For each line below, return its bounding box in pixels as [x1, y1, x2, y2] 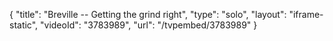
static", [9, 19, 39, 31]
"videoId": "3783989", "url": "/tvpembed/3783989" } [40, 19, 258, 31]
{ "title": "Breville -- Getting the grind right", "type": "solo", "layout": [9, 9, 287, 20]
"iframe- [288, 9, 324, 20]
